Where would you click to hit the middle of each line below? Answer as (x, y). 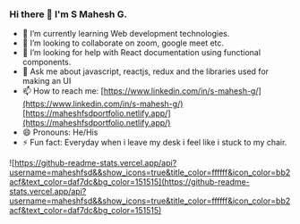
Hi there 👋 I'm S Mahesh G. (69, 14)
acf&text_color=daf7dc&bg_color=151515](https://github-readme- (130, 182)
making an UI (47, 81)
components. (47, 62)
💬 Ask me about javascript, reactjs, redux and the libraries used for (146, 71)
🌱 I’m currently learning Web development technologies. (126, 34)
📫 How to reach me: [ (63, 91)
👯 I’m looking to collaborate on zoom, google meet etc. (123, 43)
